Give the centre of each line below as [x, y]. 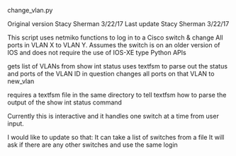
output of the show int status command [65, 102]
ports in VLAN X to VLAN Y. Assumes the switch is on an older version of [114, 45]
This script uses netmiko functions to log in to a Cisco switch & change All [115, 37]
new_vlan [21, 81]
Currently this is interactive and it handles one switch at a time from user [113, 116]
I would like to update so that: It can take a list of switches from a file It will [116, 137]
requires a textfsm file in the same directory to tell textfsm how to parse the [117, 95]
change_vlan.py [30, 10]
